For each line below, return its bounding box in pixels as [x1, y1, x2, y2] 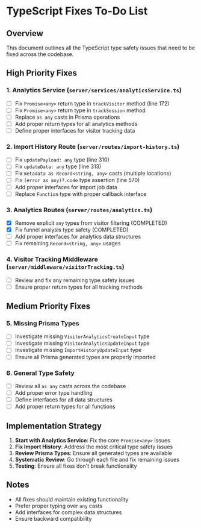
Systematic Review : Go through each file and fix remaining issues [14, 456, 179, 463]
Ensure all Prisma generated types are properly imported [14, 353, 156, 360]
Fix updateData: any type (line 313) [14, 163, 102, 170]
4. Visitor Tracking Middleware [6, 255, 98, 263]
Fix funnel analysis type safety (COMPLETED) [14, 226, 129, 233]
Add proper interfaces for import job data [14, 183, 117, 190]
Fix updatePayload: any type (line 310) [14, 156, 110, 163]
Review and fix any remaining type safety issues [14, 276, 135, 284]
